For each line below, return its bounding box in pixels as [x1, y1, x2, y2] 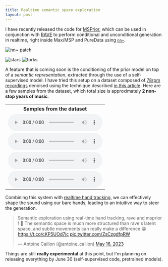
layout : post [5, 12, 33, 17]
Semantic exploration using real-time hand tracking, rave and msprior [17, 215, 162, 221]
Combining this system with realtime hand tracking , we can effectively [5, 194, 151, 200]
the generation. [5, 205, 37, 211]
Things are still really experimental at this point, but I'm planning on [5, 250, 147, 256]
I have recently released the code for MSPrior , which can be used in [5, 26, 146, 32]
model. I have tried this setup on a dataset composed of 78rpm [29, 77, 160, 83]
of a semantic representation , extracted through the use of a [5, 71, 131, 78]
